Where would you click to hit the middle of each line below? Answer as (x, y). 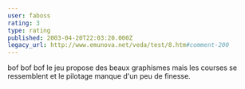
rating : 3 (24, 23)
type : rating (29, 30)
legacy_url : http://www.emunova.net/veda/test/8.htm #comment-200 (118, 45)
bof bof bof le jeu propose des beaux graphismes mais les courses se (122, 68)
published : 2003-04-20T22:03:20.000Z (70, 38)
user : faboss (29, 15)
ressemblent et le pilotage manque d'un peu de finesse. (99, 76)
